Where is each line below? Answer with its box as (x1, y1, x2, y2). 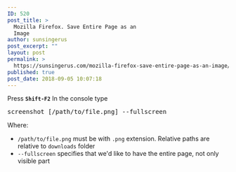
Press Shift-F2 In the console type (7, 94, 108, 103)
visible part (17, 157, 51, 165)
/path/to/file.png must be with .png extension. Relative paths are (17, 134, 210, 143)
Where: (7, 121, 29, 129)
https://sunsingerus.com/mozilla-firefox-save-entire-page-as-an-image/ (13, 62, 231, 69)
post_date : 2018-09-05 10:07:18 (7, 75, 102, 83)
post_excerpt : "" (7, 43, 58, 50)
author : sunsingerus (7, 36, 68, 43)
